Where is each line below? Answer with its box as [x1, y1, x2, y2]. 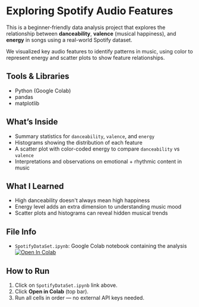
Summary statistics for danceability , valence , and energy [14, 132, 155, 140]
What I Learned [6, 181, 64, 191]
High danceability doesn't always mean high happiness [14, 197, 150, 204]
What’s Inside [6, 117, 58, 127]
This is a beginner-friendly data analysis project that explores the [6, 24, 166, 31]
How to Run [6, 266, 50, 276]
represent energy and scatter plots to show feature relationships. [6, 54, 165, 61]
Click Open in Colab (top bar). [14, 288, 89, 295]
